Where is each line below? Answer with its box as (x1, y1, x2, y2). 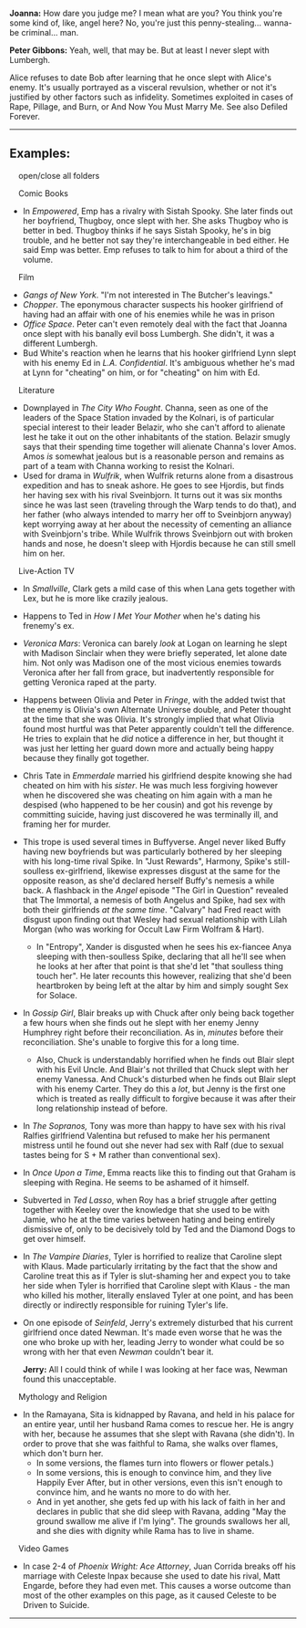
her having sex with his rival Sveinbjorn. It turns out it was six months (22, 489, 282, 500)
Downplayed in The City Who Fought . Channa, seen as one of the (22, 402, 269, 413)
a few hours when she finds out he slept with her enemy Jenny (22, 1017, 260, 1028)
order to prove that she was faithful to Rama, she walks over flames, (22, 1437, 279, 1449)
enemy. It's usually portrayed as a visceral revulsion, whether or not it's (9, 82, 278, 92)
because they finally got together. (22, 752, 149, 763)
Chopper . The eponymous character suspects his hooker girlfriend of (22, 298, 284, 309)
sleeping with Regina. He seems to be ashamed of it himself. (22, 1176, 250, 1187)
